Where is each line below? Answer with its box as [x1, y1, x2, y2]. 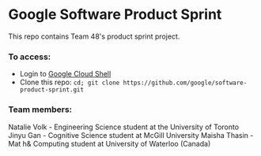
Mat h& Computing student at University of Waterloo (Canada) [8, 139, 211, 148]
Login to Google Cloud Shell [19, 69, 112, 79]
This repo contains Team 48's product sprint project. [8, 32, 180, 41]
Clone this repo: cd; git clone [19, 77, 120, 87]
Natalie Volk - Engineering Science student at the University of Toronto [8, 122, 240, 132]
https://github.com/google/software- [123, 79, 248, 87]
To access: [8, 51, 51, 62]
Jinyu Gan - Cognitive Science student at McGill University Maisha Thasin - [8, 130, 254, 139]
